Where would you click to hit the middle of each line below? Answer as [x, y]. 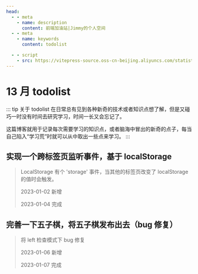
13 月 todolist [38, 91]
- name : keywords [38, 39]
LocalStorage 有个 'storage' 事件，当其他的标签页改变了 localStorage [104, 172]
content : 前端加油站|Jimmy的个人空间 [64, 28]
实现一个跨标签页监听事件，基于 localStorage [89, 156]
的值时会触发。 [39, 179]
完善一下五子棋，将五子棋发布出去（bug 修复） [92, 225]
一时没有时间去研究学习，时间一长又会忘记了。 [68, 116]
